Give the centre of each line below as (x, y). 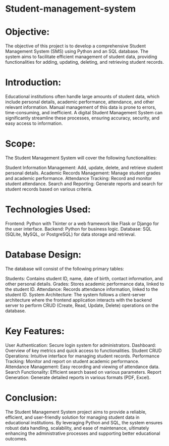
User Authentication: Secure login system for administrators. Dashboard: (81, 345)
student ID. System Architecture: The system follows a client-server (75, 294)
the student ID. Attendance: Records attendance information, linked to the (81, 289)
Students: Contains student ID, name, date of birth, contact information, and (84, 278)
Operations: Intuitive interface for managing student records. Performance (82, 356)
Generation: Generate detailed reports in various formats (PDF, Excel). (78, 377)
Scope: (20, 144)
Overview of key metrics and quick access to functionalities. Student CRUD (83, 350)
